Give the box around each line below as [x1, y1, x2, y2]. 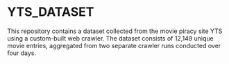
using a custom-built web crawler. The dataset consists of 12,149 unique [7, 34, 214, 42]
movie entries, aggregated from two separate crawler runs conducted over [7, 41, 221, 50]
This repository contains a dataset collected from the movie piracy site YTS [7, 27, 223, 35]
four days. [7, 49, 37, 57]
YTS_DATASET [7, 4, 95, 20]
